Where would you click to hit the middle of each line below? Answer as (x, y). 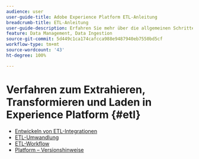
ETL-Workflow (32, 143)
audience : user (25, 11)
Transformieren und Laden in (79, 102)
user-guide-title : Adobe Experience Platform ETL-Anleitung (82, 17)
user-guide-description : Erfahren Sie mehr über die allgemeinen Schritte (100, 28)
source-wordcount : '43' (36, 50)
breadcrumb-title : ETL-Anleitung (47, 22)
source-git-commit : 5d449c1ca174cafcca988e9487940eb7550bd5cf (84, 39)
